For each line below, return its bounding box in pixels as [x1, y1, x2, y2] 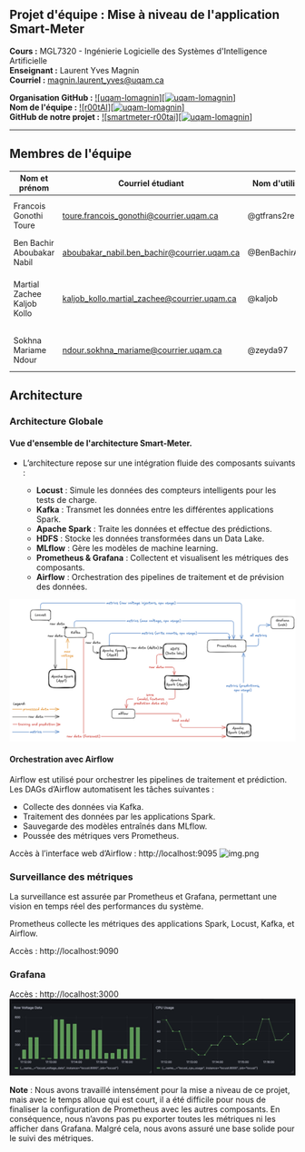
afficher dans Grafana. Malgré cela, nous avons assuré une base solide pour [9, 1123, 295, 1134]
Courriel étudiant [117, 177, 184, 189]
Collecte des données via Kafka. [22, 801, 144, 812]
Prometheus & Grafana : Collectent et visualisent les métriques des [35, 553, 289, 564]
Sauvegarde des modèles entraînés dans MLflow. [22, 821, 208, 832]
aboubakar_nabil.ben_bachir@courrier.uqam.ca [62, 247, 241, 258]
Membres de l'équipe [9, 146, 133, 162]
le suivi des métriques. [9, 1132, 94, 1143]
